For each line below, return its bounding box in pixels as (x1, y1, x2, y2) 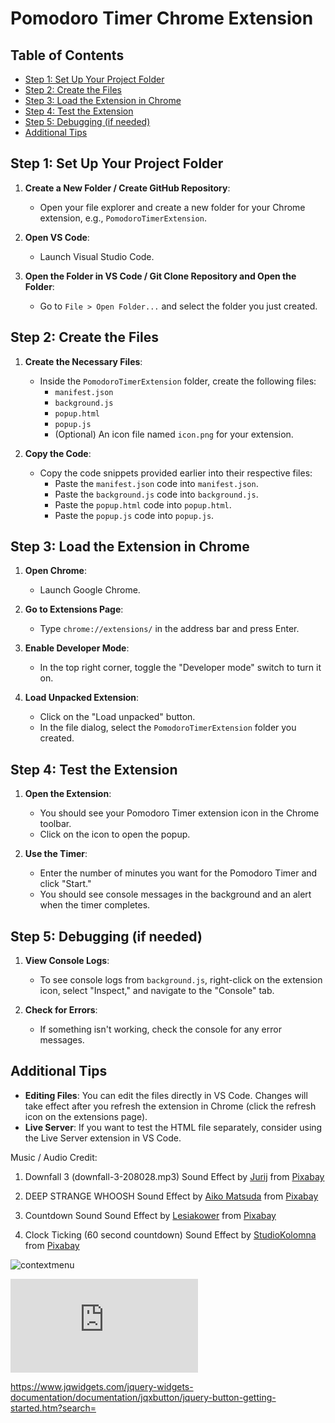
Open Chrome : (24, 565, 87, 577)
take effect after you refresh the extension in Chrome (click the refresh (24, 1100, 317, 1112)
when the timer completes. (39, 899, 151, 911)
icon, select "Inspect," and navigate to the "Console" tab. (39, 985, 275, 997)
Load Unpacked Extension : (24, 692, 140, 704)
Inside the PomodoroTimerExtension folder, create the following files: (39, 375, 317, 387)
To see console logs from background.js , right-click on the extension (39, 974, 323, 986)
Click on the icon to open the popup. (39, 828, 191, 841)
